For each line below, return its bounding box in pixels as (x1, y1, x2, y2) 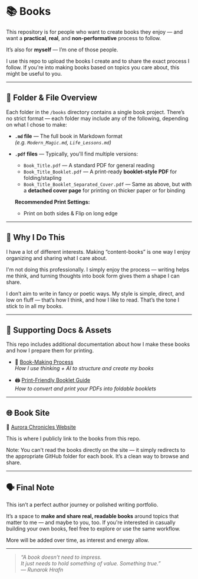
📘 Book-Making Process (14, 358, 74, 365)
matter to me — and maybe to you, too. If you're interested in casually (6, 519, 176, 526)
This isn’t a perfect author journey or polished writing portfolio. (6, 501, 159, 508)
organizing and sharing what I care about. (6, 254, 107, 261)
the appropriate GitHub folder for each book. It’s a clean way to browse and (6, 453, 190, 460)
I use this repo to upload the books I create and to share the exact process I (6, 57, 190, 64)
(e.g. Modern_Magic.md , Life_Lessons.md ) (14, 138, 112, 145)
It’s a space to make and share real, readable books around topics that (6, 513, 179, 519)
